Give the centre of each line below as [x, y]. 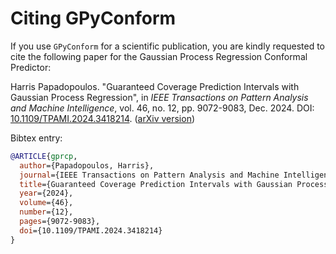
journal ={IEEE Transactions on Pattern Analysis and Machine [149, 175]
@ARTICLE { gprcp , [44, 156]
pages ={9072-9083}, [60, 222]
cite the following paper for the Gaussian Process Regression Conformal [159, 56]
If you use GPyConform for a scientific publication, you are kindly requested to [168, 46]
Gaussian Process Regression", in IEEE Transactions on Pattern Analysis [159, 97]
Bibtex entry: [36, 138]
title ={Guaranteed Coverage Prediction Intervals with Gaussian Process [174, 184]
